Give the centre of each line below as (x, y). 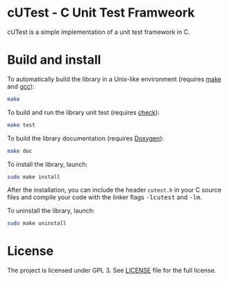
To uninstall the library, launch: (51, 211)
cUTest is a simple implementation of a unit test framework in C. (99, 32)
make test (22, 125)
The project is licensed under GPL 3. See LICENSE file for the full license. (112, 271)
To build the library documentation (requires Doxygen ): (86, 138)
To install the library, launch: (48, 164)
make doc (20, 151)
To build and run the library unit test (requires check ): (83, 112)
